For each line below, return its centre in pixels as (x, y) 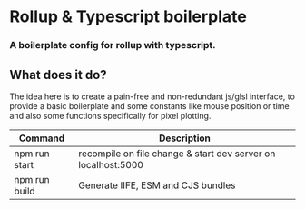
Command (42, 138)
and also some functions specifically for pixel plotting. (110, 115)
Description (184, 138)
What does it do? (58, 75)
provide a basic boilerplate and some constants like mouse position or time (149, 105)
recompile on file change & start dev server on (177, 154)
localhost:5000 (111, 164)
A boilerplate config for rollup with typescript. (113, 45)
